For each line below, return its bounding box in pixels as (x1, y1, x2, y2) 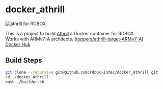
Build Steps (5, 56, 42, 65)
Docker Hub (5, 41, 31, 47)
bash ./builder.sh (5, 79, 44, 84)
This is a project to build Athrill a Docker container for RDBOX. (5, 30, 135, 36)
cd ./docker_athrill (5, 74, 49, 80)
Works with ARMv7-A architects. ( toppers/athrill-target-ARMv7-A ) (5, 36, 144, 42)
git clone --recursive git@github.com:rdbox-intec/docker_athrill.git (5, 70, 158, 75)
